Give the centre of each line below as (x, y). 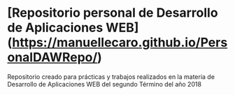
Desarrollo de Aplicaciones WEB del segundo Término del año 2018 (104, 84)
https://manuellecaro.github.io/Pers (120, 43)
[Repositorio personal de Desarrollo (113, 13)
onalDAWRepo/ (52, 58)
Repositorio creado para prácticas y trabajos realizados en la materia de (111, 76)
